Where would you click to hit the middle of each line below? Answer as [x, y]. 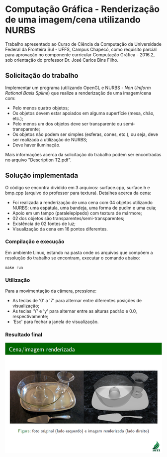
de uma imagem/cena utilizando [73, 20]
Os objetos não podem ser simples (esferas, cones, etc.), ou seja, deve [85, 134]
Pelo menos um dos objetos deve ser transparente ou [67, 123]
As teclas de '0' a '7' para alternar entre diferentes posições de [77, 301]
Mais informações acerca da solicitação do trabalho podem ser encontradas [83, 154]
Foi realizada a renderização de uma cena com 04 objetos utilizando [83, 202]
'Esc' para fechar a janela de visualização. [55, 322]
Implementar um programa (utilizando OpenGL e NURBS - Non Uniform [78, 88]
